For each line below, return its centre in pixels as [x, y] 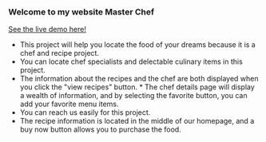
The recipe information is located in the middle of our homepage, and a [137, 121]
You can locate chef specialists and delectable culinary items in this [131, 61]
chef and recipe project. [60, 53]
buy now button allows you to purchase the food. [100, 129]
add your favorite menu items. [69, 104]
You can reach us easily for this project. [85, 112]
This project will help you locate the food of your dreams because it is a [137, 45]
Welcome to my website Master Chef [81, 12]
